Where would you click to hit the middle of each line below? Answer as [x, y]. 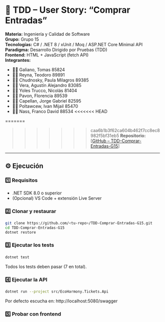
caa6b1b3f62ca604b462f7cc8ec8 [125, 130]
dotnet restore [21, 232]
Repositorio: [133, 135]
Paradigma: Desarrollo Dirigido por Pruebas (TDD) [56, 50]
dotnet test [17, 257]
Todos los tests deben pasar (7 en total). [46, 267]
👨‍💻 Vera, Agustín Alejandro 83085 [47, 85]
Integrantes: [18, 60]
